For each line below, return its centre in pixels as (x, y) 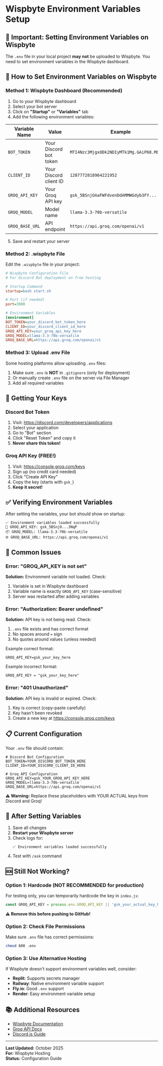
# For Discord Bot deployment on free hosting (53, 278)
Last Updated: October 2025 (34, 1048)
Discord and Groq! (24, 801)
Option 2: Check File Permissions (45, 926)
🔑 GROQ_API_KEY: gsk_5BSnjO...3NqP (41, 527)
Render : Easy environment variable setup (54, 994)
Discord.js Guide (29, 1034)
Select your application (35, 428)
